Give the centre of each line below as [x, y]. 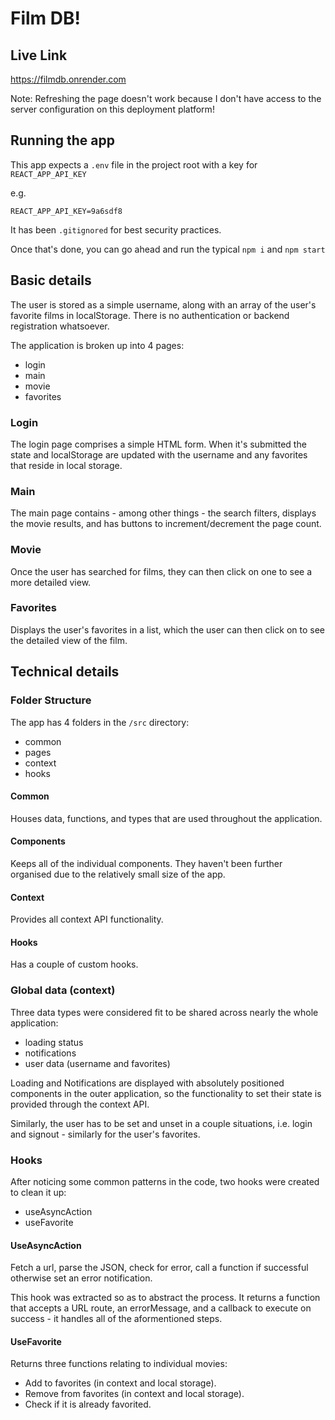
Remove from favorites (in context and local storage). [134, 1394]
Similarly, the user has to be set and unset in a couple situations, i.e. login [161, 1123]
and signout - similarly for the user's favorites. [105, 1134]
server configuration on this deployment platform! [112, 109]
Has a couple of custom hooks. [74, 964]
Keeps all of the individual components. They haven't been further [146, 863]
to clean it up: [38, 1192]
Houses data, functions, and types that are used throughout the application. [166, 818]
